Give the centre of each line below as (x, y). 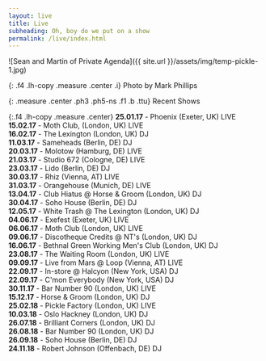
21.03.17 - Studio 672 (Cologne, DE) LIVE (77, 160)
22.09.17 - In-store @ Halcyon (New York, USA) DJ (93, 271)
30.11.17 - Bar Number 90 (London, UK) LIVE (82, 288)
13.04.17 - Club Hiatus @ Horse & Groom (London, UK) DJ (105, 194)
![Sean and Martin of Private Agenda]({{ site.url (87, 61)
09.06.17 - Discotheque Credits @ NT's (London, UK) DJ (103, 237)
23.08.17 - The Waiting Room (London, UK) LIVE (89, 254)
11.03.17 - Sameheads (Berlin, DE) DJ (70, 143)
